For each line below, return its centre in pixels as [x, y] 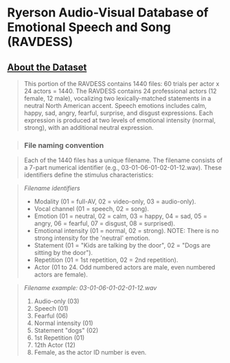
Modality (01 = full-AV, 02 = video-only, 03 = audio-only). [115, 201]
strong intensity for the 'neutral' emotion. [92, 238]
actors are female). [61, 275]
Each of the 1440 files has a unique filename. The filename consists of [123, 160]
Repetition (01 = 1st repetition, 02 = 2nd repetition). [106, 260]
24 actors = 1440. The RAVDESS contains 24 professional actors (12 [120, 91]
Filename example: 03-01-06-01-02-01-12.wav [90, 288]
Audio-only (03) [57, 301]
